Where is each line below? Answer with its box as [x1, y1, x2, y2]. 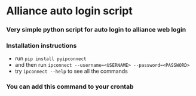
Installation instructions [6, 42, 77, 50]
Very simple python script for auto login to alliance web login [6, 26, 186, 34]
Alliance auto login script [6, 4, 133, 18]
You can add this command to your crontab [6, 82, 134, 91]
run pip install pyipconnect [14, 55, 87, 62]
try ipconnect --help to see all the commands [14, 67, 128, 75]
